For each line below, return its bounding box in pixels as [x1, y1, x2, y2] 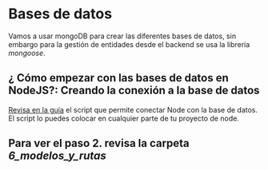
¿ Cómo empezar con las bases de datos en [8, 71, 230, 85]
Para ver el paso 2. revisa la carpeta [8, 136, 190, 150]
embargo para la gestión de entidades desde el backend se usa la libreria [8, 39, 250, 49]
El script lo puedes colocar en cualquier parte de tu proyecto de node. [8, 113, 240, 123]
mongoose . [8, 48, 46, 57]
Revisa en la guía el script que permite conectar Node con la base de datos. [8, 105, 258, 114]
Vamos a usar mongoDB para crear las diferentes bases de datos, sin [8, 31, 237, 41]
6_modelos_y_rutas [8, 149, 106, 163]
